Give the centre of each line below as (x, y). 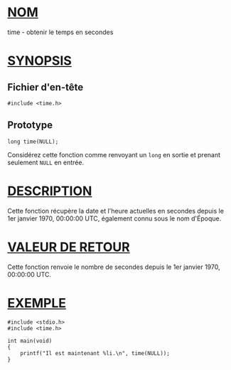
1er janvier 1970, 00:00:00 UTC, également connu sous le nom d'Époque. (114, 218)
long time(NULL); (33, 142)
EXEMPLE (37, 303)
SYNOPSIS (40, 61)
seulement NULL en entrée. (45, 162)
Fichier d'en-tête (45, 87)
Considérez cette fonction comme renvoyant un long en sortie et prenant (114, 154)
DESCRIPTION (50, 191)
